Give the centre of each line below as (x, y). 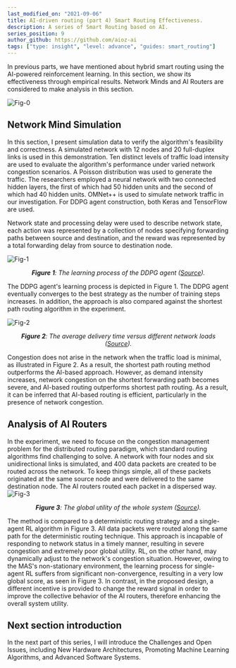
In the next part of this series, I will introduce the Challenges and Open (110, 643)
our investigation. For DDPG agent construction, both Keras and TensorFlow (117, 202)
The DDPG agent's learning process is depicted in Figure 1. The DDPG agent (118, 286)
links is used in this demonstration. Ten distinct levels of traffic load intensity (118, 156)
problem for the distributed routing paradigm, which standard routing (107, 449)
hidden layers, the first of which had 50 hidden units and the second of (110, 187)
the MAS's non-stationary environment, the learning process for (100, 566)
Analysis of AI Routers (57, 425)
